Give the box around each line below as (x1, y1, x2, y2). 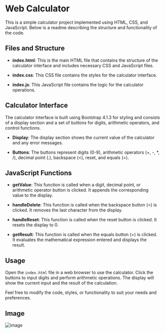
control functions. (5, 125, 41, 131)
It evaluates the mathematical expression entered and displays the (12, 237, 147, 243)
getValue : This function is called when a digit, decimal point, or (12, 182, 141, 188)
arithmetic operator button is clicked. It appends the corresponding (12, 187, 149, 193)
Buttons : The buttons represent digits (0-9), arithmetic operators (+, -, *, (12, 149, 160, 155)
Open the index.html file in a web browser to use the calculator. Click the (5, 270, 154, 276)
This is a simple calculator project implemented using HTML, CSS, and (5, 19, 148, 25)
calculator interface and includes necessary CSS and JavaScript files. (12, 62, 154, 68)
